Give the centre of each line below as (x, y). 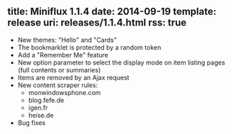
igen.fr (38, 107)
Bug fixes (32, 123)
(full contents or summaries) (59, 69)
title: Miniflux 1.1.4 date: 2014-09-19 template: (112, 12)
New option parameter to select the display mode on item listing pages (121, 62)
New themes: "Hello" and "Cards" (67, 40)
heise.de (41, 115)
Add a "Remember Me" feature (63, 55)
